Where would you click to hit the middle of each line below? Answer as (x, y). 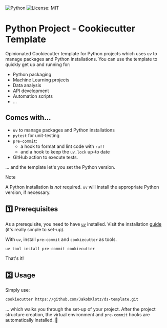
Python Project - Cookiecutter (70, 29)
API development (31, 91)
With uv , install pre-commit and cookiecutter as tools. (61, 239)
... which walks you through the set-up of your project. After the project (81, 309)
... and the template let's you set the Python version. (60, 167)
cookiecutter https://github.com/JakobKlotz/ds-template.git (72, 299)
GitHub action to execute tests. (45, 157)
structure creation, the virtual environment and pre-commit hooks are (78, 315)
